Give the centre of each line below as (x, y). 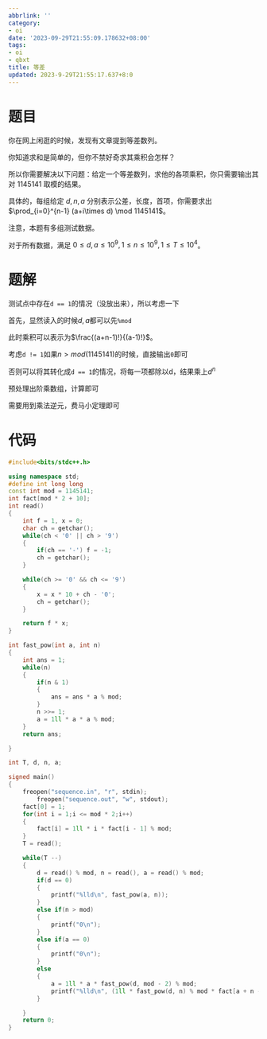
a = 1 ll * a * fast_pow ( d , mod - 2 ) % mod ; (124, 983)
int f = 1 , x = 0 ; (53, 521)
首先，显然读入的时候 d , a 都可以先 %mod (70, 321)
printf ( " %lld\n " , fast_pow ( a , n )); (110, 895)
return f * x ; (46, 624)
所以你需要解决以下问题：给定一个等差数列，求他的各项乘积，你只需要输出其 (133, 174)
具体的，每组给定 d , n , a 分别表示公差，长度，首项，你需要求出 (110, 200)
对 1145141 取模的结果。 (47, 184)
